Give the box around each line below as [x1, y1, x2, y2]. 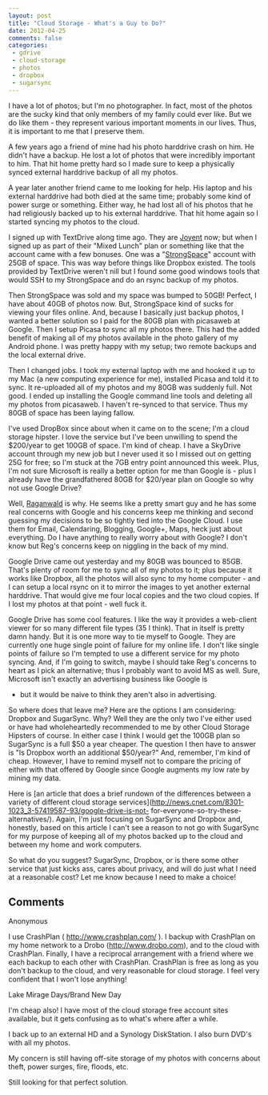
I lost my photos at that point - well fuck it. [8, 599, 147, 608]
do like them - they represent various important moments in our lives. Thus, [8, 118, 258, 127]
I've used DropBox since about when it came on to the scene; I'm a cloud [8, 423, 250, 433]
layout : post [8, 11, 52, 20]
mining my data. [8, 773, 62, 783]
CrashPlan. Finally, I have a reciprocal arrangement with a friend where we [8, 949, 254, 959]
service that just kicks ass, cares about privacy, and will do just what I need [8, 864, 257, 873]
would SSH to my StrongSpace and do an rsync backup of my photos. [8, 275, 239, 284]
